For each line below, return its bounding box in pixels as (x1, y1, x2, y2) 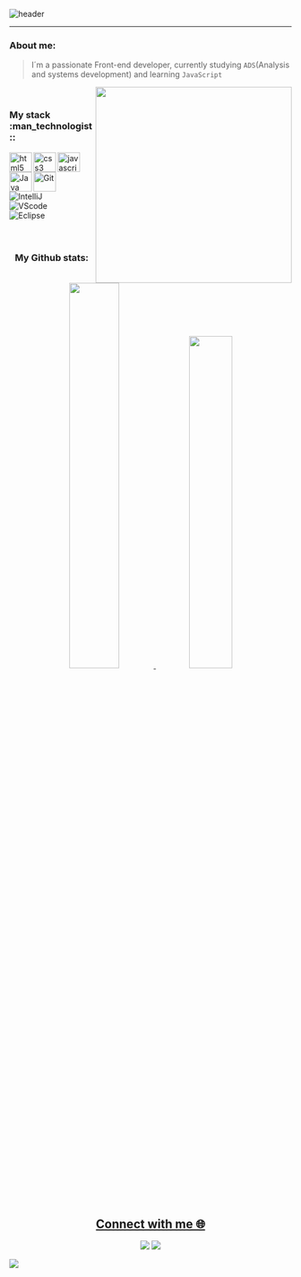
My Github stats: (14, 251, 90, 263)
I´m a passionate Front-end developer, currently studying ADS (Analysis (30, 59, 290, 71)
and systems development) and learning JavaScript (30, 69, 222, 80)
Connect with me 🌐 (95, 1216, 206, 1231)
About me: (9, 39, 56, 51)
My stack (9, 108, 51, 121)
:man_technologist (9, 120, 92, 133)
